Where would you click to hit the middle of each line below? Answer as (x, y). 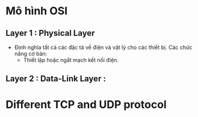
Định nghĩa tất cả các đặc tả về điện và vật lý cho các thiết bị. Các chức (103, 47)
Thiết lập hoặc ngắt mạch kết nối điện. (71, 60)
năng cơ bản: (31, 54)
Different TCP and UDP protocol (86, 104)
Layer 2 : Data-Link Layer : (56, 79)
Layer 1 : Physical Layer (50, 33)
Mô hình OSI (37, 11)
